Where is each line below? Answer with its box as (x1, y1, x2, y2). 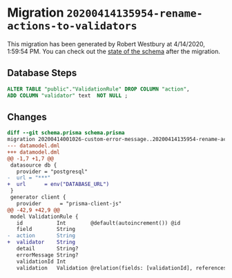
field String (16, 226, 76, 233)
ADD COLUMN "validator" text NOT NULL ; (7, 92, 128, 99)
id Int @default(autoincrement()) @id (16, 219, 181, 226)
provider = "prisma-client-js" (16, 200, 122, 207)
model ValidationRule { (10, 213, 79, 220)
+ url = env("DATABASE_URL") (7, 181, 110, 188)
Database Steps (7, 67, 77, 79)
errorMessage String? (16, 251, 79, 259)
